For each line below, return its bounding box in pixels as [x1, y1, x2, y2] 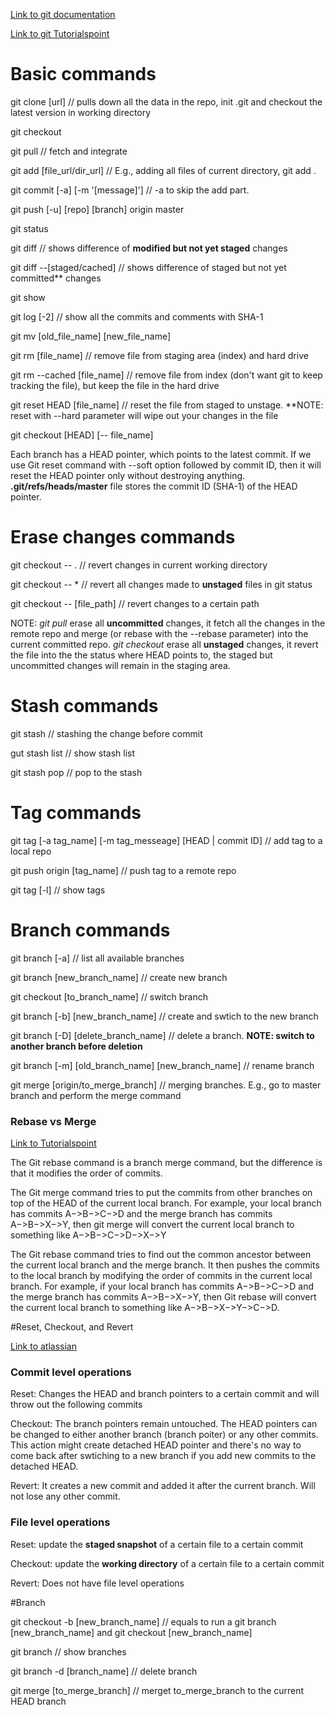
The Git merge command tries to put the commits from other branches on [10, 1186, 313, 1198]
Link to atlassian [10, 1340, 77, 1352]
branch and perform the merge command [10, 1089, 182, 1101]
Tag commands [10, 802, 142, 824]
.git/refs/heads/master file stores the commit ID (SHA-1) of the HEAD [10, 480, 298, 492]
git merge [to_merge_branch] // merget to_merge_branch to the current [10, 1684, 305, 1696]
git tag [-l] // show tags [10, 884, 106, 896]
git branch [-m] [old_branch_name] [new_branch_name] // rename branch [10, 1059, 315, 1071]
